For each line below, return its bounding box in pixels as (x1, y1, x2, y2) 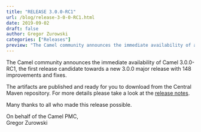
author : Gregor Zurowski (6, 31, 68, 37)
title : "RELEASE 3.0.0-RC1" (6, 8, 77, 15)
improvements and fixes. (6, 71, 67, 79)
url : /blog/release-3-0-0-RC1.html (6, 14, 95, 20)
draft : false (6, 25, 39, 32)
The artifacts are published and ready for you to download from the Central (6, 83, 191, 90)
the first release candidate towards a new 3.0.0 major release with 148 (18, 65, 191, 72)
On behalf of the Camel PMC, (6, 112, 79, 120)
